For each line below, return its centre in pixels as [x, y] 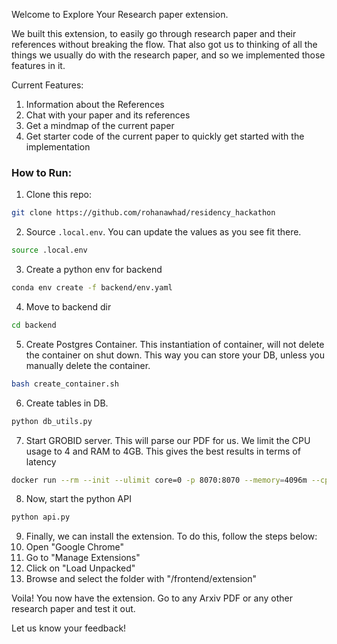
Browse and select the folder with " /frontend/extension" [141, 579]
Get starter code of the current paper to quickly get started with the [165, 136]
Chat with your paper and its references [108, 115]
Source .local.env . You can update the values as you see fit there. [163, 232]
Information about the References [95, 104]
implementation [58, 147]
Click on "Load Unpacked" [80, 568]
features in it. [38, 65]
